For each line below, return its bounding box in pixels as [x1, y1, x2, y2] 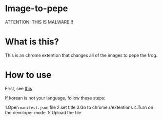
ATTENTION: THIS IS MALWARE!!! [5, 19, 73, 25]
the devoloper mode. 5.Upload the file [5, 109, 81, 115]
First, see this [5, 85, 33, 91]
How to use [5, 69, 52, 80]
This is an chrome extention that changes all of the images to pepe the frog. [5, 52, 158, 58]
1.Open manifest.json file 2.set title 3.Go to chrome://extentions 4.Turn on [5, 104, 154, 110]
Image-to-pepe [5, 3, 68, 14]
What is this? [5, 36, 60, 47]
